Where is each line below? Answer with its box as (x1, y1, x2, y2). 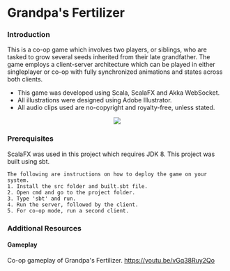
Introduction (7, 30, 50, 40)
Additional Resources (7, 223, 82, 233)
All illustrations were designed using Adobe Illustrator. (17, 96, 172, 104)
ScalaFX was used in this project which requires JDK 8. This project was (7, 150, 215, 158)
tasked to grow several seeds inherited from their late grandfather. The (7, 53, 210, 61)
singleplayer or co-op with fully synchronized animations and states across (7, 68, 223, 76)
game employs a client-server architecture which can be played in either (7, 61, 215, 69)
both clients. (7, 75, 43, 84)
